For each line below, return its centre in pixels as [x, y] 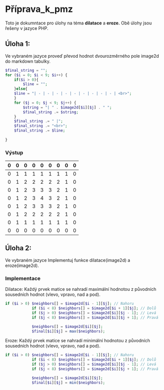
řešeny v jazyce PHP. [27, 28]
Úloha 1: [18, 44]
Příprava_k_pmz [39, 9]
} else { [21, 89]
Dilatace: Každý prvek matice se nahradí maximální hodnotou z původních [81, 289]
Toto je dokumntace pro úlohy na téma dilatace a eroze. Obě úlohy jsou [79, 23]
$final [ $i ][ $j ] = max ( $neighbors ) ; [68, 331]
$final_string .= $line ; [40, 130]
